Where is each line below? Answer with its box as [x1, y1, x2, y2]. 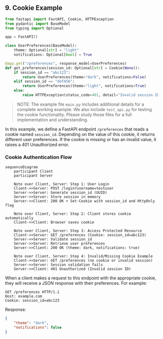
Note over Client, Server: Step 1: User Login [14, 182, 110, 187]
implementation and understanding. [16, 116, 88, 123]
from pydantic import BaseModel [5, 21, 70, 26]
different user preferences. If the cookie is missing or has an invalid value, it [5, 136, 157, 142]
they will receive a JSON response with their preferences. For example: [5, 280, 147, 286]
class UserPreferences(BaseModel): [5, 43, 77, 48]
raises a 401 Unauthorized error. [5, 142, 69, 147]
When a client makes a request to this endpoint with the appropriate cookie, [5, 275, 157, 281]
